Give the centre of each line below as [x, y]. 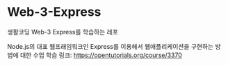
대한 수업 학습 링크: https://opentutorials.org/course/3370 [101, 55]
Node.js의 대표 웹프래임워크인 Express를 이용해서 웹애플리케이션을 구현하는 [111, 46]
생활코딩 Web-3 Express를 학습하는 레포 [63, 32]
